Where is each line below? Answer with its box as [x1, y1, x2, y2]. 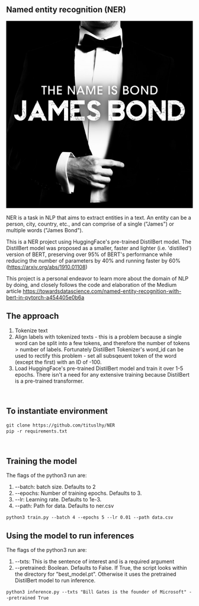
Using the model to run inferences [6, 531, 134, 541]
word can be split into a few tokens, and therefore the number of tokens [14, 339, 190, 346]
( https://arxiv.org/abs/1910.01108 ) [6, 263, 88, 270]
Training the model [6, 456, 77, 466]
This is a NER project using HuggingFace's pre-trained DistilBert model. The [6, 238, 191, 245]
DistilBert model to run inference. [14, 577, 96, 584]
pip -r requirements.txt [6, 428, 68, 434]
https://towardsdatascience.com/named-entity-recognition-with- [23, 288, 182, 295]
